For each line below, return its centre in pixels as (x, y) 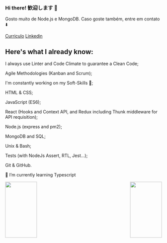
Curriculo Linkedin (24, 36)
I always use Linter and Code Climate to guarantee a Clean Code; (72, 64)
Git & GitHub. (19, 165)
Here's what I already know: (49, 51)
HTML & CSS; (19, 92)
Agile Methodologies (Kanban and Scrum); (49, 74)
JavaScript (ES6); (23, 102)
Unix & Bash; (18, 146)
